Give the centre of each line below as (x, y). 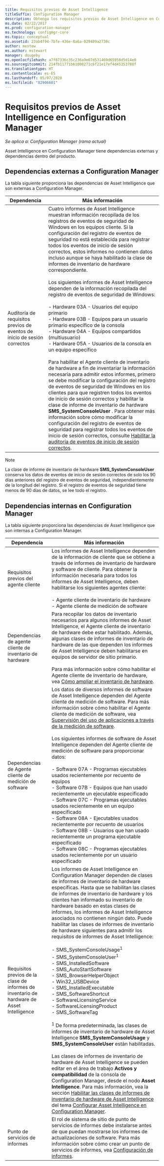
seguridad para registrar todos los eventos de (100, 430)
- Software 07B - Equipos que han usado (99, 788)
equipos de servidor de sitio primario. (94, 657)
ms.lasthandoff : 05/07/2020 (34, 78)
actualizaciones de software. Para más (96, 1138)
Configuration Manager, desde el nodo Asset (103, 1081)
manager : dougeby (23, 55)
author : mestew (20, 46)
